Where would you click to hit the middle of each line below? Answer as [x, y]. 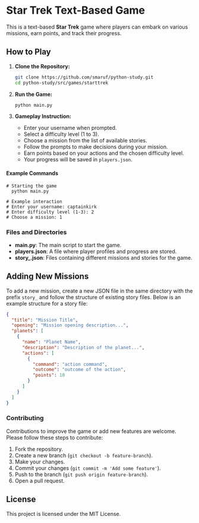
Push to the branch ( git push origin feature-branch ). [81, 474]
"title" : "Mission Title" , [45, 320]
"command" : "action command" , [70, 364]
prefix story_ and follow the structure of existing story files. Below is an [94, 297]
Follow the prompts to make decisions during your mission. [96, 147]
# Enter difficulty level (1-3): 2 [50, 212]
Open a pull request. [40, 481]
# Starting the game [32, 186]
